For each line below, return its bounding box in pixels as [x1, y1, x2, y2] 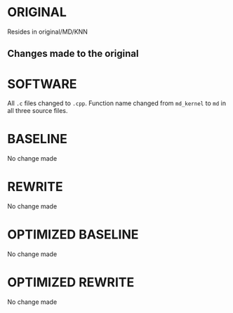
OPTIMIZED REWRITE [7, 274, 135, 291]
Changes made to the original [7, 48, 139, 60]
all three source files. [7, 107, 68, 115]
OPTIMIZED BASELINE [7, 227, 139, 243]
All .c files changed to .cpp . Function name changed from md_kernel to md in [7, 99, 227, 107]
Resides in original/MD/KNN [7, 27, 88, 36]
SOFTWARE [7, 76, 77, 92]
